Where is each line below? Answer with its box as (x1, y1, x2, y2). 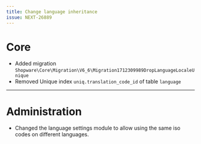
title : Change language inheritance (6, 8, 98, 15)
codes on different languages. (14, 131, 89, 138)
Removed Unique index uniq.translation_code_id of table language (14, 78, 181, 85)
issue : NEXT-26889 (6, 14, 52, 20)
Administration (6, 104, 82, 118)
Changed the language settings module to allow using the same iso (14, 124, 181, 132)
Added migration (14, 60, 57, 67)
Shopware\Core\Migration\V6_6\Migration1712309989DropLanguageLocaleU (14, 67, 195, 74)
